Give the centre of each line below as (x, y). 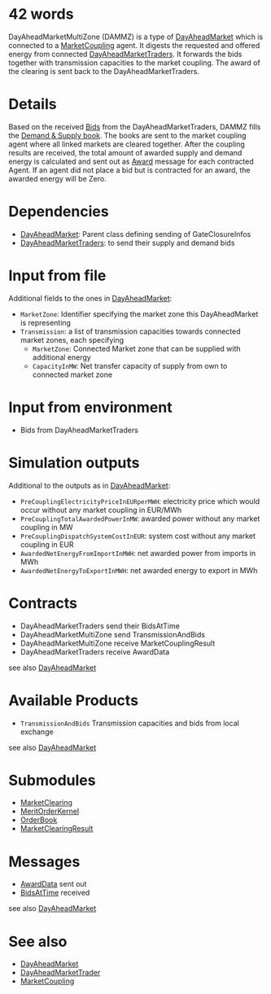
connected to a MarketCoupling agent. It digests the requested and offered (134, 45)
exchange (37, 731)
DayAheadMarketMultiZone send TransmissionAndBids (113, 634)
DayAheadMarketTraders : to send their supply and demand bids (127, 243)
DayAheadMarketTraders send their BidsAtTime (100, 626)
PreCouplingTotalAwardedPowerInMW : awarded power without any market (140, 519)
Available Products (74, 700)
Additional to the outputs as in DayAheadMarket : (90, 485)
